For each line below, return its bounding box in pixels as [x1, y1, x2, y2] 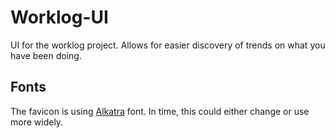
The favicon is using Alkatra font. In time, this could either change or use [10, 105, 310, 117]
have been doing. [10, 49, 82, 61]
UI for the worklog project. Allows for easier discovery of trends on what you [10, 39, 326, 51]
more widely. [10, 116, 64, 128]
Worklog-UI [10, 6, 109, 29]
